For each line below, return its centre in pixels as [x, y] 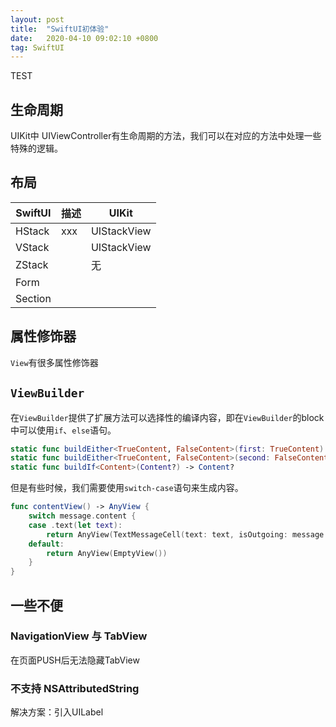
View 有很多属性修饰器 [54, 362]
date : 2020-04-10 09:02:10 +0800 [84, 38]
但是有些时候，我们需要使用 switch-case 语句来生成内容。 [127, 488]
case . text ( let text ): [75, 525]
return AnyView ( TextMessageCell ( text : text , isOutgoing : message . [187, 534]
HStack [32, 231]
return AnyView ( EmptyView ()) [107, 553]
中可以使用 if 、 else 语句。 [63, 430]
